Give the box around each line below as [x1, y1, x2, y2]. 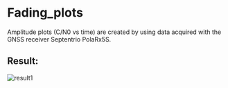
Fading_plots [7, 5, 83, 21]
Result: [7, 55, 39, 67]
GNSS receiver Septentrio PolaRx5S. [7, 35, 112, 43]
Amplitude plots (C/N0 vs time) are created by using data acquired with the [7, 28, 222, 36]
